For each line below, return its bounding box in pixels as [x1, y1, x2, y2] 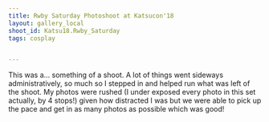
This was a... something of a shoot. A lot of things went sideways [8, 70, 223, 80]
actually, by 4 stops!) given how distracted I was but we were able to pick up [8, 96, 262, 105]
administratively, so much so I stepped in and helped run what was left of [8, 79, 251, 88]
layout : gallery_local [8, 19, 84, 27]
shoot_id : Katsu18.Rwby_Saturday [8, 26, 120, 35]
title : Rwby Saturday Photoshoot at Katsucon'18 [8, 11, 174, 20]
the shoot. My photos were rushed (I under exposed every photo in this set [8, 87, 256, 97]
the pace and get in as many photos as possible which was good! [8, 104, 225, 114]
